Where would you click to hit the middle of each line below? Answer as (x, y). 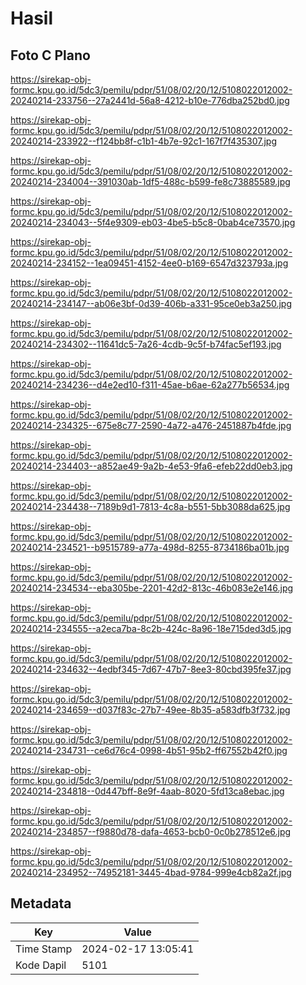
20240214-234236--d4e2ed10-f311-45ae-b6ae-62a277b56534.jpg (150, 385)
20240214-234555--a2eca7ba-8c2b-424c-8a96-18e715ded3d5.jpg (151, 628)
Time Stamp (44, 949)
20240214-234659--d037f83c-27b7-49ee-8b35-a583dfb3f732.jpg (150, 710)
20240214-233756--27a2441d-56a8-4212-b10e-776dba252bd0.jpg (150, 100)
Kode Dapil (41, 965)
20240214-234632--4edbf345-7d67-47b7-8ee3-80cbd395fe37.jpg (151, 669)
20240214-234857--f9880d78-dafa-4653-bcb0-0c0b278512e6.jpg (151, 831)
